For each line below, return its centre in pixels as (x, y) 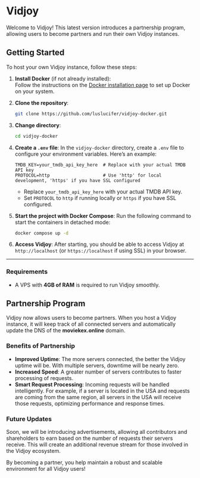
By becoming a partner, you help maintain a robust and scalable (84, 462)
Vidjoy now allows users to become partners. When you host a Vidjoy (91, 318)
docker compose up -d (41, 233)
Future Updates (29, 419)
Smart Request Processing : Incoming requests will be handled (92, 384)
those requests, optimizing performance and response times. (90, 403)
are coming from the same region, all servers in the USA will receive (98, 397)
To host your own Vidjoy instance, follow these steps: (72, 67)
